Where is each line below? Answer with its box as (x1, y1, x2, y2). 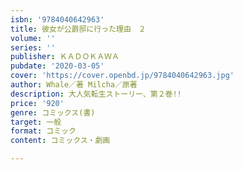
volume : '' (10, 33, 56, 43)
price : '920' (10, 98, 65, 108)
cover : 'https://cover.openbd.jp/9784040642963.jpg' (10, 71, 235, 81)
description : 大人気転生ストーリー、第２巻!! (10, 89, 182, 99)
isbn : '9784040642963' (10, 14, 105, 25)
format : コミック (10, 126, 77, 136)
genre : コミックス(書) (10, 107, 96, 118)
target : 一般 (10, 117, 62, 127)
